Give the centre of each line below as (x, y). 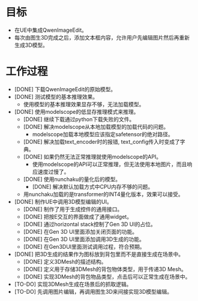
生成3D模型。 (31, 45)
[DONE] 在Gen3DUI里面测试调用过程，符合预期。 (84, 246)
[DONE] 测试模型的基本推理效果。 (56, 97)
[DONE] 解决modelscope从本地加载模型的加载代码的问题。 (96, 127)
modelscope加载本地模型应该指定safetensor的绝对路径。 (103, 134)
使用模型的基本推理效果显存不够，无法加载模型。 (84, 104)
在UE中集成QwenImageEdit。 (51, 30)
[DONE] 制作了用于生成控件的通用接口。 (73, 209)
